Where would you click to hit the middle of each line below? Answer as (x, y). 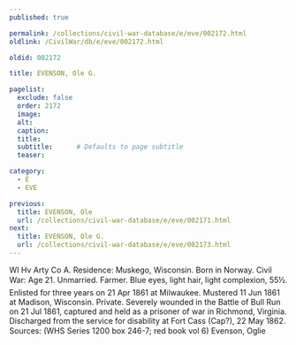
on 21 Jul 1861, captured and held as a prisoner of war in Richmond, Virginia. (148, 311)
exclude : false (45, 98)
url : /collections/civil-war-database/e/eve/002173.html (124, 245)
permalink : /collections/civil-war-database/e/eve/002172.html (128, 33)
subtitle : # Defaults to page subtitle (100, 147)
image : (29, 114)
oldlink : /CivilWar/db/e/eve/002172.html (87, 42)
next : (19, 228)
